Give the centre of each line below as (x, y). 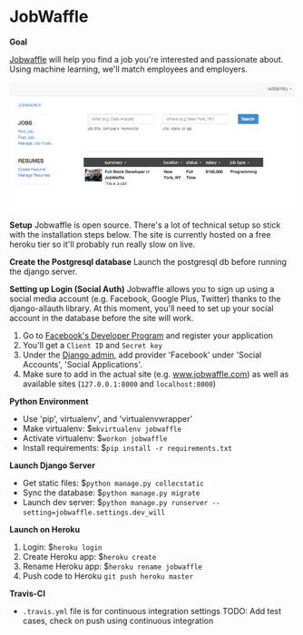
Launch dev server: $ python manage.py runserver (115, 503)
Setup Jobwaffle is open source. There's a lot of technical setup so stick (145, 225)
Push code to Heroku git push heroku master (108, 576)
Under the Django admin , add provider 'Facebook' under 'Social (142, 355)
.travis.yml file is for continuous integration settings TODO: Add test (152, 611)
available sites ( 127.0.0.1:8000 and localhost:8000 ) (119, 384)
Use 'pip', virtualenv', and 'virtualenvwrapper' (108, 419)
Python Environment (49, 402)
